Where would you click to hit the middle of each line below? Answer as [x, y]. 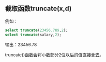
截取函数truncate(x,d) [38, 9]
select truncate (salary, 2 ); [33, 35]
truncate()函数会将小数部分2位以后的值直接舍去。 [54, 55]
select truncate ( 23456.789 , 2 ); [37, 30]
